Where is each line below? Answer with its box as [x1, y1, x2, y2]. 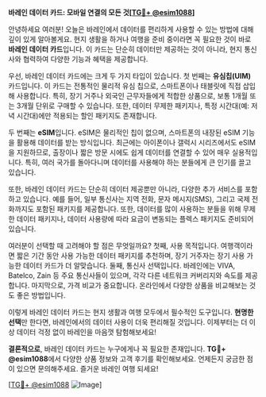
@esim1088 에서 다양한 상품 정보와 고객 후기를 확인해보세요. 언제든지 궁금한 [8, 354, 245, 364]
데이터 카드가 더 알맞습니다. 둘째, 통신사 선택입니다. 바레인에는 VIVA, [22, 261, 236, 270]
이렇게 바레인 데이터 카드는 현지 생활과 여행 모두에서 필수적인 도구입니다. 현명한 [8, 307, 254, 317]
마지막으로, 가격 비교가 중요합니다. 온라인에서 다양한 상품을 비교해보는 [31, 281, 248, 290]
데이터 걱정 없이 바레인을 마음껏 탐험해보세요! [16, 327, 157, 337]
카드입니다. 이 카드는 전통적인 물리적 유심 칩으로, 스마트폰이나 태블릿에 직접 [8, 81, 241, 91]
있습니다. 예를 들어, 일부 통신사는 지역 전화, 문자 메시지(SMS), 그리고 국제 [22, 195, 250, 203]
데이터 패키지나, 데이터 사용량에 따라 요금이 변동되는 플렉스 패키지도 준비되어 [16, 214, 254, 223]
